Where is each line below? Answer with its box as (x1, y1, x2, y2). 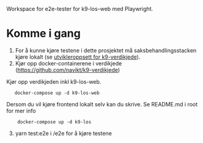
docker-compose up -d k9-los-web (14, 90, 100, 96)
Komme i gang (6, 27, 81, 40)
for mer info (6, 107, 36, 114)
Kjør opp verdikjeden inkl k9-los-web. (6, 78, 102, 85)
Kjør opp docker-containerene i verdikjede (15, 59, 122, 67)
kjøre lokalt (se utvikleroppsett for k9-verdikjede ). (15, 53, 141, 61)
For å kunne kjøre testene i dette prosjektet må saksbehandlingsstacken (15, 46, 197, 54)
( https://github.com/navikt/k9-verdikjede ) (15, 66, 120, 73)
